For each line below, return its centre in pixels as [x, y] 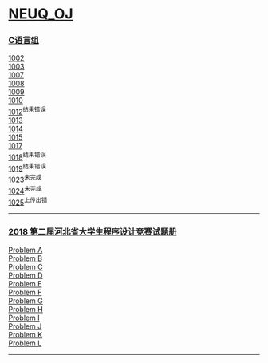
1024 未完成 [25, 190]
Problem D [26, 275]
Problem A [26, 250]
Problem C [26, 266]
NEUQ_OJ [41, 14]
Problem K [26, 334]
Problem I [24, 318]
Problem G [26, 301]
